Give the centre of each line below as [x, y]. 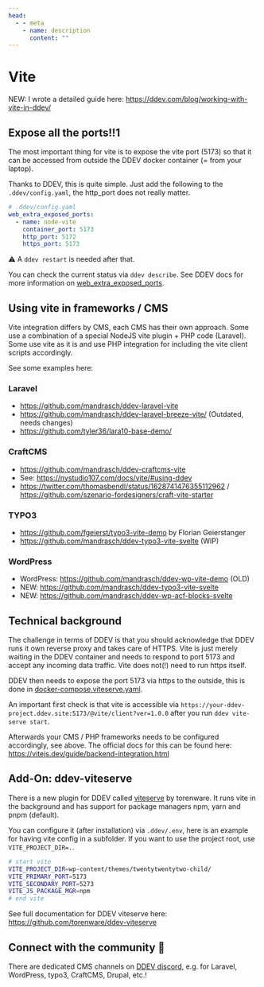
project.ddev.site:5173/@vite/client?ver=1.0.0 [89, 714]
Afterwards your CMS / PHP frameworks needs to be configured [114, 737]
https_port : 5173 [51, 244]
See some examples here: [51, 368]
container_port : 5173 [58, 229]
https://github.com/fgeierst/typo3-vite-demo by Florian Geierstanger [133, 532]
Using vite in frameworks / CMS [88, 308]
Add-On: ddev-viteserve [70, 779]
